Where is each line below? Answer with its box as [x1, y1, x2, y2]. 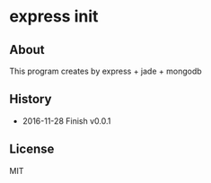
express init [9, 6, 99, 27]
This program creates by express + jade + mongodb [9, 65, 202, 76]
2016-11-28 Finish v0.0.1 [22, 115, 111, 126]
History [9, 91, 52, 107]
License [9, 142, 55, 157]
